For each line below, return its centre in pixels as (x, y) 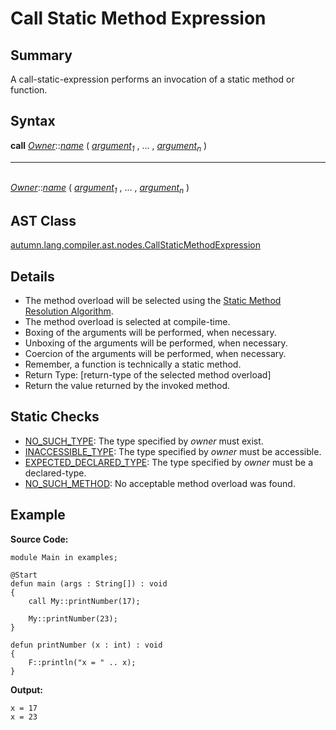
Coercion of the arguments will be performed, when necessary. (155, 354)
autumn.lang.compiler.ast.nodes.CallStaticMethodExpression (136, 245)
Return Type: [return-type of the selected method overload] (148, 375)
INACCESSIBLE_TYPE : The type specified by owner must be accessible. (173, 451)
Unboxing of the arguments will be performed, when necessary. (156, 343)
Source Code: (39, 539)
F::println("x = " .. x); (82, 662)
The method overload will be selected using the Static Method (153, 301)
